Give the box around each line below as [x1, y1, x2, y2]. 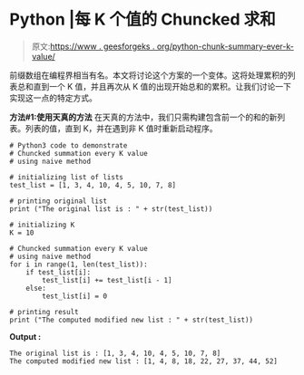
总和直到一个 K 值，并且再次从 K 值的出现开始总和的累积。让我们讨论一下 [16, 81, 292, 91]
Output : [9, 331, 42, 341]
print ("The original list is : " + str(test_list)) [9, 204, 213, 214]
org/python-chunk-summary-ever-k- [156, 41, 295, 52]
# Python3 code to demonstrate [9, 140, 128, 150]
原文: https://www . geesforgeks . [31, 41, 155, 52]
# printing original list [9, 197, 107, 206]
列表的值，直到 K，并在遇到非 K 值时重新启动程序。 [25, 122, 218, 133]
